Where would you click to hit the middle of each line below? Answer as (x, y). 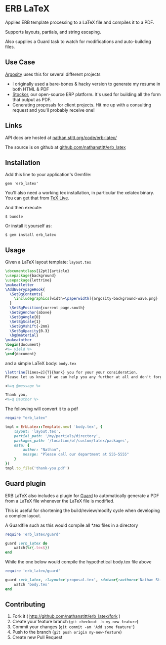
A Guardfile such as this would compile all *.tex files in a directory (72, 525)
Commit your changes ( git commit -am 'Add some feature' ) (73, 627)
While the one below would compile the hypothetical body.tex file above (78, 562)
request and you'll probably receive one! (53, 110)
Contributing (25, 605)
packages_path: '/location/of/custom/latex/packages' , (72, 441)
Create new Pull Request (37, 637)
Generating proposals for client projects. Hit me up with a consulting (82, 105)
